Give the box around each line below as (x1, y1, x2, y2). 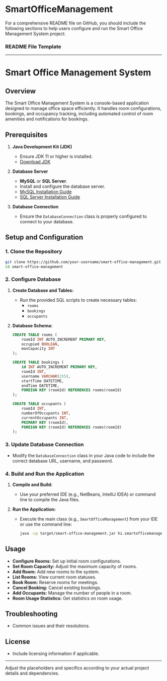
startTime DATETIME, (21, 378, 64, 383)
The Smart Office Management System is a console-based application (5, 100, 149, 106)
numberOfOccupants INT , (21, 411, 71, 416)
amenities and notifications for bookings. (5, 116, 89, 122)
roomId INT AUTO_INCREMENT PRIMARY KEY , (21, 337, 106, 342)
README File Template (5, 43, 61, 50)
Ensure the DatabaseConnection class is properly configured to (19, 213, 147, 219)
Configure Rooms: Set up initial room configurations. (12, 558, 121, 564)
